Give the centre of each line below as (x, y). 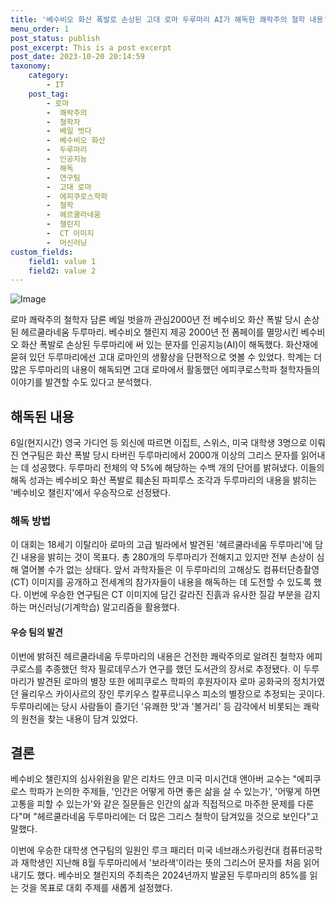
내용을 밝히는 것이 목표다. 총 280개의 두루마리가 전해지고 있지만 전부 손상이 (167, 557)
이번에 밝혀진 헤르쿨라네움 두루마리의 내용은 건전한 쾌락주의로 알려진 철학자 (157, 656)
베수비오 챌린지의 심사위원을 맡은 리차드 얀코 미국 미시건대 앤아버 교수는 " (154, 779)
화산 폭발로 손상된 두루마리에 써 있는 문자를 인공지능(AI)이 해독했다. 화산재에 (169, 345)
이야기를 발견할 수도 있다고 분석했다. (81, 382)
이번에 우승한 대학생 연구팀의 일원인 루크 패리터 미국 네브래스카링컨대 (145, 850)
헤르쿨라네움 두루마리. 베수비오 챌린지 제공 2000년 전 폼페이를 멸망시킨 (159, 332)
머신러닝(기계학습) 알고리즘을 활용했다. (104, 607)
